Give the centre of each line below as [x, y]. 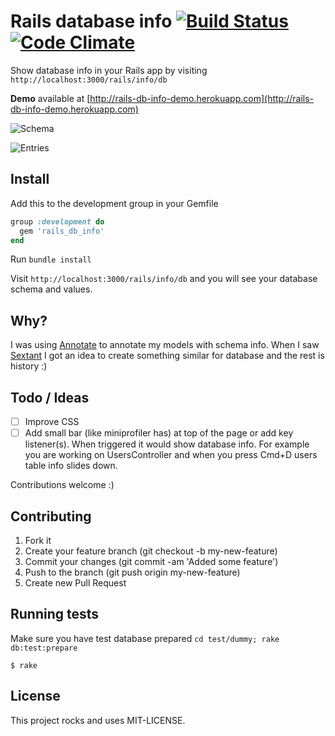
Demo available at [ [50, 98]
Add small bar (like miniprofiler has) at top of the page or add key [159, 433]
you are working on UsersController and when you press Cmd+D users [171, 455]
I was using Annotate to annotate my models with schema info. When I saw [165, 345]
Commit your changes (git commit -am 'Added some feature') [151, 561]
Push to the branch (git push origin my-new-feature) [132, 572]
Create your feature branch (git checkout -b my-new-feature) [151, 551]
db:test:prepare [44, 648]
